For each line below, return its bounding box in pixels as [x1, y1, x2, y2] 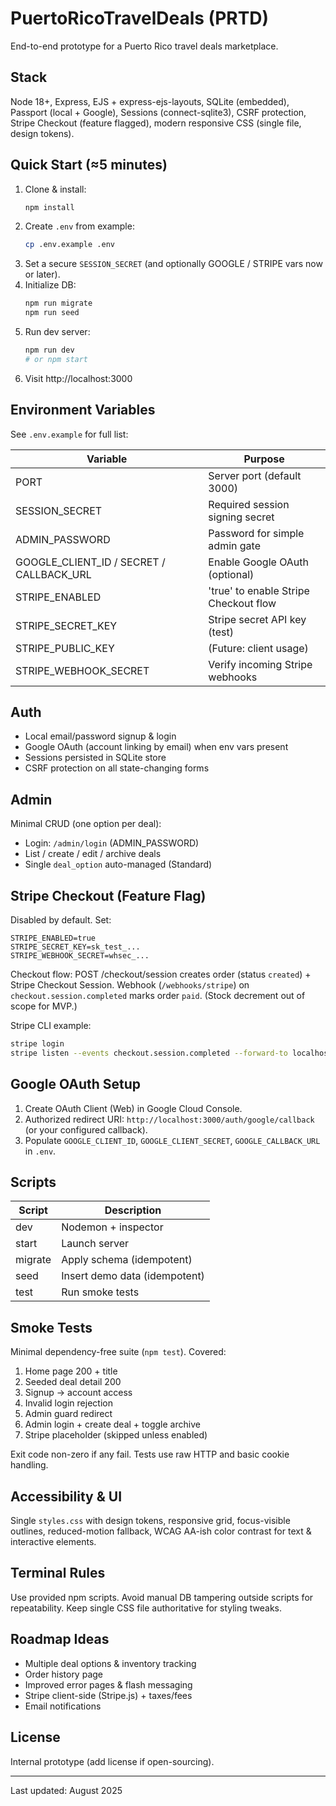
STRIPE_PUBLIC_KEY [15, 641, 115, 655]
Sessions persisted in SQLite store [24, 752, 167, 764]
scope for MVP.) [10, 1000, 78, 1012]
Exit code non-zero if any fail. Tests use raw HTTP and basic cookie [10, 1448, 290, 1461]
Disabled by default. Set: [10, 914, 112, 926]
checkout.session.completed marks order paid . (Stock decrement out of [10, 990, 306, 1002]
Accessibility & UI [10, 1488, 123, 1505]
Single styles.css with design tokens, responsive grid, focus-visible [10, 1515, 291, 1527]
